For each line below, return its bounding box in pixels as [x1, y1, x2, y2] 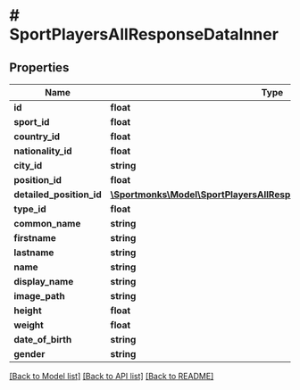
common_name [13, 218, 81, 229]
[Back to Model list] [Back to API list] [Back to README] [9, 371, 214, 381]
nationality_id [13, 145, 73, 157]
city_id [13, 160, 43, 171]
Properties [9, 60, 70, 75]
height [13, 304, 42, 317]
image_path [13, 290, 65, 302]
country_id [13, 130, 61, 143]
